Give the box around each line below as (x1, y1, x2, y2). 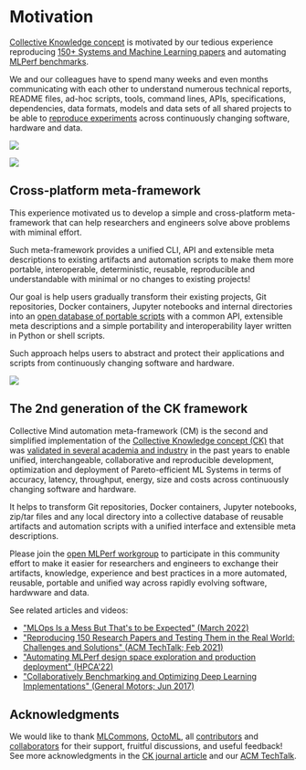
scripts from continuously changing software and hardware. (9, 357, 235, 368)
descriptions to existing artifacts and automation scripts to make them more (9, 254, 294, 265)
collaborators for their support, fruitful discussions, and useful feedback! (9, 741, 283, 752)
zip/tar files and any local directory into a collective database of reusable (9, 511, 284, 522)
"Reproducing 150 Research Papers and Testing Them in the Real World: (22, 632, 295, 643)
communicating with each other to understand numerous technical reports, (9, 83, 292, 94)
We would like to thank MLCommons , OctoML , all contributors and (9, 731, 259, 742)
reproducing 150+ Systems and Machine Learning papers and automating (9, 46, 287, 57)
